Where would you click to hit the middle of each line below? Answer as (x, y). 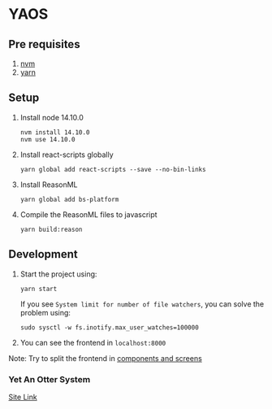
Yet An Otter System (50, 379)
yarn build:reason (51, 229)
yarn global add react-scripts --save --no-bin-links (113, 169)
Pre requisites (44, 44)
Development (43, 254)
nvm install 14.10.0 (55, 132)
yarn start (39, 289)
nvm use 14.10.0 (47, 139)
